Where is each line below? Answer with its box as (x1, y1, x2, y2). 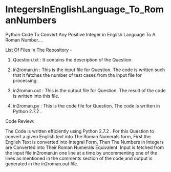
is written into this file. (12, 93, 60, 99)
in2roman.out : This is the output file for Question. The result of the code (12, 87, 166, 93)
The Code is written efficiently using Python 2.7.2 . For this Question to (5, 128, 155, 134)
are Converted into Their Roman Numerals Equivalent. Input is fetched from (5, 144, 164, 150)
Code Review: (5, 118, 35, 124)
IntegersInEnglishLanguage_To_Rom (5, 4, 164, 15)
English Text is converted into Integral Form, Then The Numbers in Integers (5, 139, 164, 145)
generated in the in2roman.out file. (5, 160, 78, 167)
